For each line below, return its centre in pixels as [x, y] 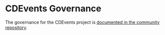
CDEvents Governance [53, 9]
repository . [16, 27]
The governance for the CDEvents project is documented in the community [82, 22]
